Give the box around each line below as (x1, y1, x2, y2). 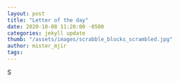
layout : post (7, 10, 45, 17)
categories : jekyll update (7, 29, 86, 37)
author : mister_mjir (7, 42, 68, 49)
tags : (7, 49, 23, 56)
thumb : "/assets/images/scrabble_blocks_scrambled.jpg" (7, 36, 173, 43)
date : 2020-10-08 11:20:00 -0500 (7, 23, 104, 30)
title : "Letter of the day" (7, 17, 89, 24)
